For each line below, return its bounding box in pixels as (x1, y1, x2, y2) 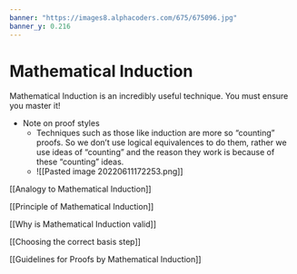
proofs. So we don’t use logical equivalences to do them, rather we (35, 137, 288, 148)
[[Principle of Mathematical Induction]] (9, 201, 154, 212)
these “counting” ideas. (35, 156, 124, 168)
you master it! (9, 101, 61, 112)
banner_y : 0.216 (9, 22, 71, 31)
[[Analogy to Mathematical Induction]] (9, 183, 152, 195)
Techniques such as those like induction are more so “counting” (35, 128, 275, 139)
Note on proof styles (22, 118, 100, 129)
